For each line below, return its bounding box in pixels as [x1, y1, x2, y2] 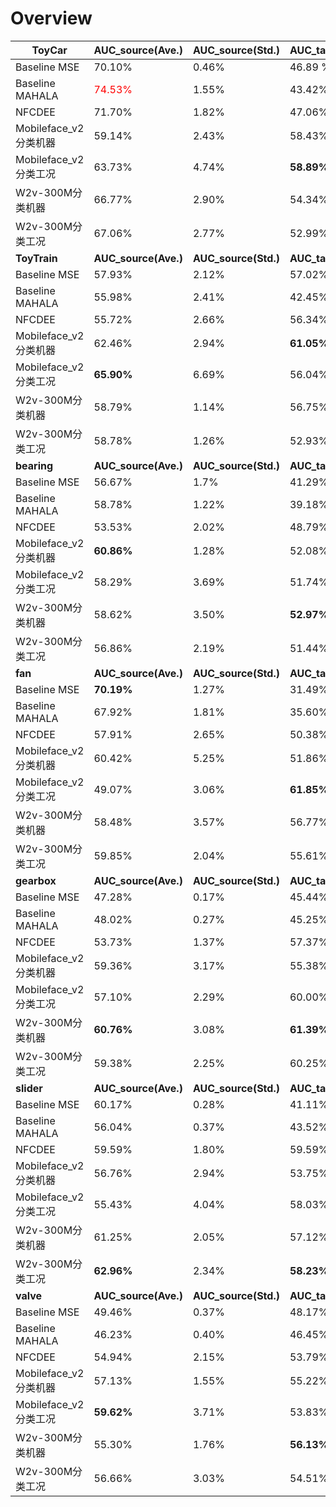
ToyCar [31, 43, 68, 57]
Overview [10, 7, 93, 30]
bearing [15, 458, 54, 472]
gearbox [15, 873, 57, 887]
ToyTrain [15, 251, 58, 265]
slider [15, 1081, 43, 1095]
